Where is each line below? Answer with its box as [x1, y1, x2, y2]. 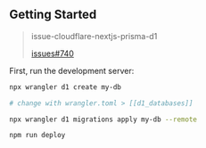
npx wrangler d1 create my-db [9, 82, 122, 92]
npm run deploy [9, 131, 66, 140]
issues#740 [30, 48, 74, 59]
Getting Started [9, 7, 97, 22]
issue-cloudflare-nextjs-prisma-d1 [30, 30, 158, 41]
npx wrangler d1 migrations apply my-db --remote [9, 115, 198, 124]
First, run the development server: [9, 65, 135, 76]
